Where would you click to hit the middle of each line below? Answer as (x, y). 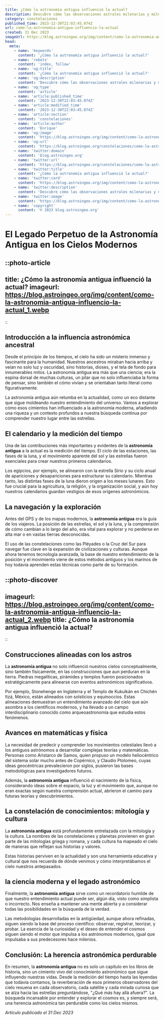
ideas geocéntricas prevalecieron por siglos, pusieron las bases (69, 766)
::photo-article (28, 263)
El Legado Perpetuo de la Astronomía (82, 235)
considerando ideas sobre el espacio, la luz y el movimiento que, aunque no (82, 785)
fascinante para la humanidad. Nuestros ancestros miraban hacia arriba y (79, 362)
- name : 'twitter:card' (38, 178)
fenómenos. (17, 717)
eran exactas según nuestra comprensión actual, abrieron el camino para (79, 791)
